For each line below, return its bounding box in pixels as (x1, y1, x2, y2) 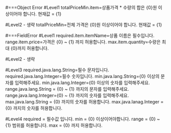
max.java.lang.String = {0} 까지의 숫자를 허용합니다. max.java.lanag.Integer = (5, 99, 164, 104)
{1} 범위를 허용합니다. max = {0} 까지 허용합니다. (5, 122, 103, 128)
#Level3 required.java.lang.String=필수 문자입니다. (5, 67, 110, 73)
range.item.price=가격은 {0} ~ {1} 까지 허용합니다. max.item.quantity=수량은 (5, 39, 161, 45)
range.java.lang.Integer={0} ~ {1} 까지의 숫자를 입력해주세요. (5, 92, 129, 98)
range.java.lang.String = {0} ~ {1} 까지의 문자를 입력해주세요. (5, 86, 129, 92)
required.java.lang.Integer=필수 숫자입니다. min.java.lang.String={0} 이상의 (5, 73, 160, 79)
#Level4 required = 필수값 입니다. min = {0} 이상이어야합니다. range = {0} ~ (5, 116, 160, 122)
